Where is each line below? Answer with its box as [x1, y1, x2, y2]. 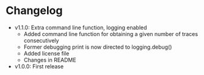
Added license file [23, 49, 70, 57]
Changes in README [23, 56, 77, 63]
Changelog [5, 4, 63, 18]
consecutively [23, 37, 59, 44]
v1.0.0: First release [14, 62, 64, 70]
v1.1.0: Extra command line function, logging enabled [14, 24, 147, 31]
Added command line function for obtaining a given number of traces [23, 30, 199, 37]
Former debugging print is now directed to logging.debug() [23, 43, 172, 51]
